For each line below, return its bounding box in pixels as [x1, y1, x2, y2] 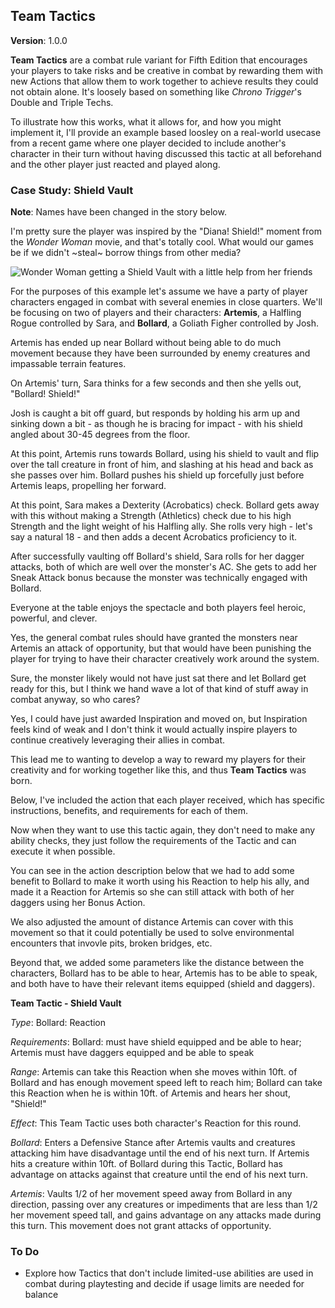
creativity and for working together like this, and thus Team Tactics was [10, 764, 307, 776]
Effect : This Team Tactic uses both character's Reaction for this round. [10, 1117, 302, 1129]
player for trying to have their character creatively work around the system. [10, 653, 320, 665]
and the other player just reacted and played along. [10, 158, 221, 170]
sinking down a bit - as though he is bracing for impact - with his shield [10, 418, 303, 430]
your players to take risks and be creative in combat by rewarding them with [10, 64, 324, 76]
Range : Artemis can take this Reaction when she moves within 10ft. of [10, 1066, 298, 1078]
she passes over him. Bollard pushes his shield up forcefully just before [10, 469, 305, 481]
